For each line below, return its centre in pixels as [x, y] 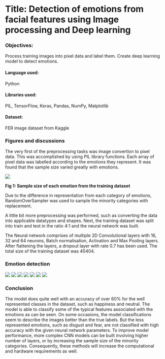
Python [12, 83]
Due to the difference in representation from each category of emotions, [78, 196]
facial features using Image [62, 19]
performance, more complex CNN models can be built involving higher [77, 335]
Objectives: [19, 45]
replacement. [18, 206]
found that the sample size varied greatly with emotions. [62, 167]
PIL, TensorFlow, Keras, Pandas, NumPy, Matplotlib [57, 106]
